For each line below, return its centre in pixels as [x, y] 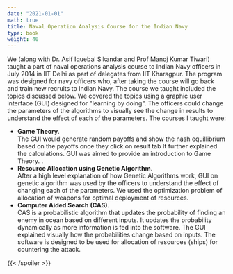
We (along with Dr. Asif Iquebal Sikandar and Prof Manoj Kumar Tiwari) [109, 59]
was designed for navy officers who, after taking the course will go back [111, 81]
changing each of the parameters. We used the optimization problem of [120, 191]
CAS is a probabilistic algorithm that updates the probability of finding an [121, 213]
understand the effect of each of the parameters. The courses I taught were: [116, 118]
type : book [23, 33]
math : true [23, 20]
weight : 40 [23, 40]
